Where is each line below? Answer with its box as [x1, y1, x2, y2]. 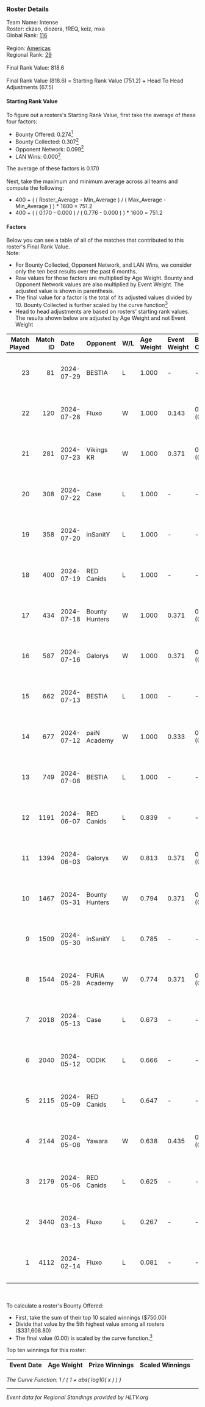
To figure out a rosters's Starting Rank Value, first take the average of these [6, 111, 196, 118]
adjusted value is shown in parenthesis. [15, 288, 115, 295]
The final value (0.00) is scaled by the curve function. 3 [15, 1333, 153, 1342]
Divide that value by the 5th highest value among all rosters [15, 1320, 165, 1328]
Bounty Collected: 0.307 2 [15, 137, 79, 145]
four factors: [6, 118, 38, 125]
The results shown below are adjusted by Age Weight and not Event [15, 314, 186, 322]
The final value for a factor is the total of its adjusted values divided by [15, 294, 192, 301]
